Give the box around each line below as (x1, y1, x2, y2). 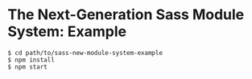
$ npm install (7, 56, 56, 64)
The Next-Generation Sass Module (7, 6, 245, 24)
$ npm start (7, 62, 48, 71)
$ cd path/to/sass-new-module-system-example (7, 49, 163, 57)
